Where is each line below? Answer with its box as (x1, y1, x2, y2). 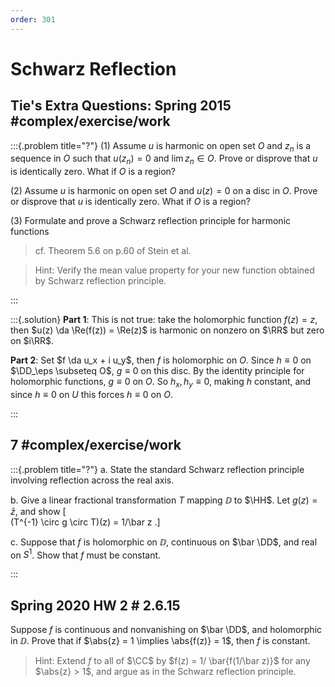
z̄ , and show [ (10, 505, 67, 517)
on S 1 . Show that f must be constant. (10, 547, 162, 561)
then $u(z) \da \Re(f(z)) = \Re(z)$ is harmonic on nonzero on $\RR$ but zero (10, 324, 325, 336)
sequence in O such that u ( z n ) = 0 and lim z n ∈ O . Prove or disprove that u (10, 152, 318, 167)
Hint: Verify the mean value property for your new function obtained (34, 264, 315, 276)
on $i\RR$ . (10, 335, 55, 347)
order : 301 (10, 14, 56, 25)
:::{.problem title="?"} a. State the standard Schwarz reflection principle (10, 463, 305, 475)
